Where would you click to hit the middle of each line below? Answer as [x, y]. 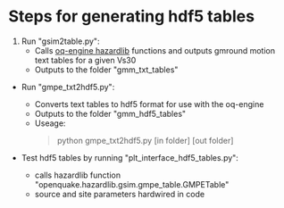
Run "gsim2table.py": [60, 41]
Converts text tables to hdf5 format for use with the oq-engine [149, 104]
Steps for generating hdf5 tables [132, 17]
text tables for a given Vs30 [85, 60]
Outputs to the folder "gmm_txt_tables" [106, 70]
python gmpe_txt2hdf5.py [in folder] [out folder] [145, 140]
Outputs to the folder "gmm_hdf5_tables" [110, 113]
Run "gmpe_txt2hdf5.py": [68, 87]
